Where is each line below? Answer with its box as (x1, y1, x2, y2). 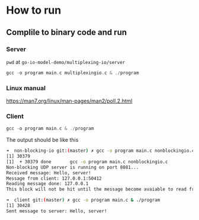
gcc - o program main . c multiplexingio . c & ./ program (6, 69, 139, 76)
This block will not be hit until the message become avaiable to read (6, 186, 187, 193)
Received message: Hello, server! (6, 170, 92, 176)
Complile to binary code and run (6, 27, 127, 37)
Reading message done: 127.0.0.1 (6, 181, 89, 187)
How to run (6, 4, 62, 17)
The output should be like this (6, 136, 79, 144)
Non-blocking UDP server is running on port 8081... (6, 164, 139, 170)
